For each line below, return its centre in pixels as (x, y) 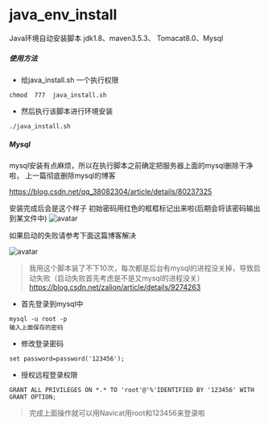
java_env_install (63, 15)
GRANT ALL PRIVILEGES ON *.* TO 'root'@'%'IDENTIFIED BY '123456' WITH (132, 390)
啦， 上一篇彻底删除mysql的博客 (62, 175)
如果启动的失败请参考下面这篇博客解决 (72, 235)
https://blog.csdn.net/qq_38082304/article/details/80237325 (111, 192)
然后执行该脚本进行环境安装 (67, 111)
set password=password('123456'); (67, 359)
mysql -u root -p (38, 319)
